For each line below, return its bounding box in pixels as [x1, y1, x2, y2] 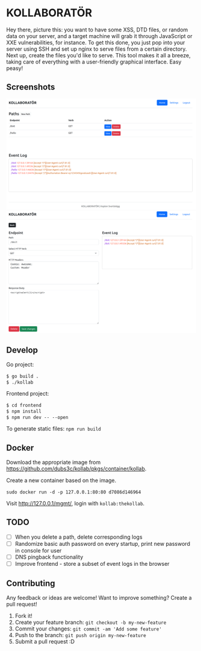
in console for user [14, 547, 62, 554]
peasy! [6, 64, 23, 72]
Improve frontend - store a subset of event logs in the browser [14, 560, 170, 568]
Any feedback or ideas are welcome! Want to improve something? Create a [6, 594, 192, 601]
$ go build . [6, 373, 39, 380]
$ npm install [6, 408, 42, 415]
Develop [6, 345, 38, 355]
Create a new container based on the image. [6, 477, 117, 484]
